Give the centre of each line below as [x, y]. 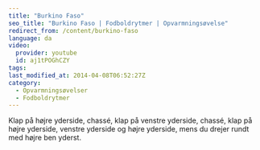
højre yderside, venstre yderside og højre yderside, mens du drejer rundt [129, 129]
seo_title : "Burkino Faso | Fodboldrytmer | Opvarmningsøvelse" [118, 23]
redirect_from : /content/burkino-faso [73, 30]
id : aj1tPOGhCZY [43, 61]
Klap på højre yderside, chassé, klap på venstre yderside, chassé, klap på [130, 120]
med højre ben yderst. [45, 138]
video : [19, 46]
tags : [17, 68]
